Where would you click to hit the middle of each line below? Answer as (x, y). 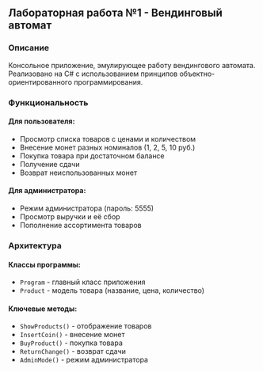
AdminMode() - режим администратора (84, 360)
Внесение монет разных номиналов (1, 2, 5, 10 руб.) (107, 147)
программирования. (109, 82)
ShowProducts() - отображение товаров (86, 326)
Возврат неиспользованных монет (78, 173)
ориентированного (40, 82)
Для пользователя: (42, 121)
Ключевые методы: (43, 309)
